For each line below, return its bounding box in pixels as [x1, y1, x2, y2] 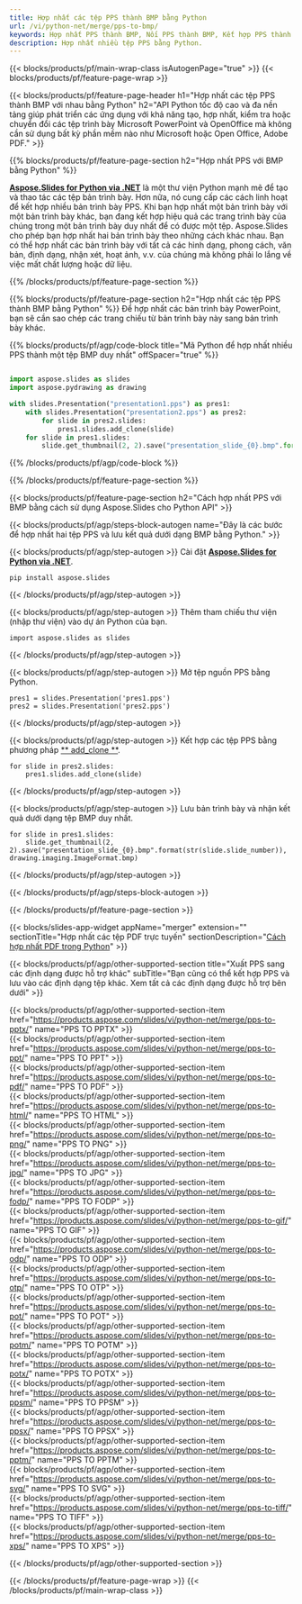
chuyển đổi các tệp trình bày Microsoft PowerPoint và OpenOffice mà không [9, 119, 292, 130]
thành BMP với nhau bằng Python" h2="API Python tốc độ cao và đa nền [9, 100, 279, 111]
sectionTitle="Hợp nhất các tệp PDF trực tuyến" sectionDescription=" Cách [9, 931, 286, 942]
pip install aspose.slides [9, 574, 111, 583]
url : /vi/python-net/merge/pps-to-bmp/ [9, 22, 159, 31]
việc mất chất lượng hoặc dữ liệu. [9, 258, 133, 270]
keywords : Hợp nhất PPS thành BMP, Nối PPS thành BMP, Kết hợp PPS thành [9, 30, 292, 39]
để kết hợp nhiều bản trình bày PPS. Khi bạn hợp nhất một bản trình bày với [9, 202, 289, 213]
